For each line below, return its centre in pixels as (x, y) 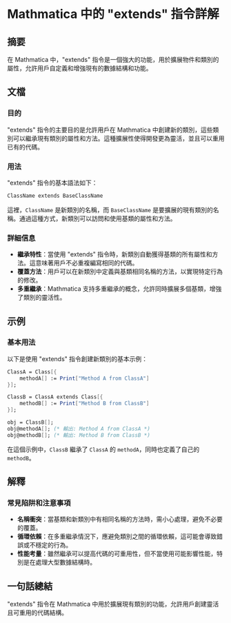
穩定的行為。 (54, 545)
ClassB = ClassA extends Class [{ (55, 397)
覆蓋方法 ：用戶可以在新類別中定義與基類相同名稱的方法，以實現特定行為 (120, 272)
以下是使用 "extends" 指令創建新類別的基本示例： (78, 358)
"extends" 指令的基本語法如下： (52, 183)
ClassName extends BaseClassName (55, 196)
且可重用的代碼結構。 (37, 613)
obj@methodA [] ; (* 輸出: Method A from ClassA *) (79, 429)
